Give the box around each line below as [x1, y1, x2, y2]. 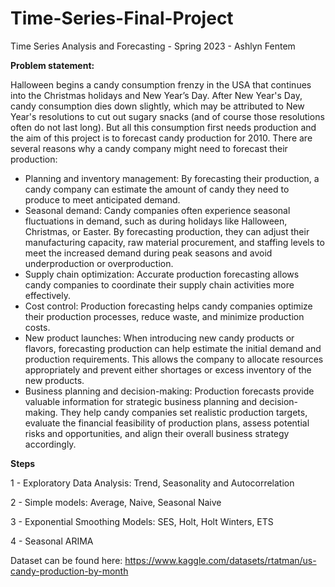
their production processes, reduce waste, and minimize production [24, 310, 305, 322]
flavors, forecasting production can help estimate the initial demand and [24, 342, 322, 354]
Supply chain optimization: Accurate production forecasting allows [24, 268, 300, 280]
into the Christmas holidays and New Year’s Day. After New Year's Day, [10, 89, 303, 101]
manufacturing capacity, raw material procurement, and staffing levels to [24, 236, 325, 248]
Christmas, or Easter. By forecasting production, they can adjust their [24, 225, 310, 237]
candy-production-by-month [10, 565, 129, 577]
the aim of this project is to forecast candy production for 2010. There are [10, 132, 313, 144]
